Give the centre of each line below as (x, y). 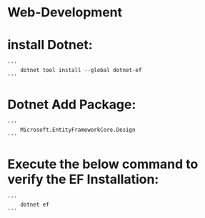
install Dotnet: (50, 45)
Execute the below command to (103, 164)
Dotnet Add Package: (72, 105)
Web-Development (65, 12)
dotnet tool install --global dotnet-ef (81, 71)
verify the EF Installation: (83, 180)
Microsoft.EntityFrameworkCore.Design (78, 130)
